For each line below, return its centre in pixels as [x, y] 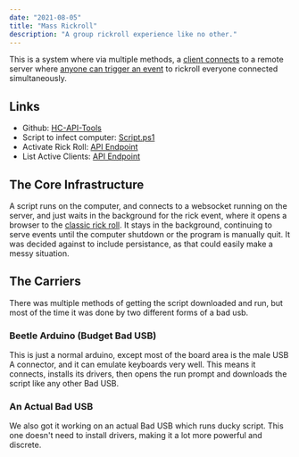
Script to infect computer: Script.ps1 [88, 137]
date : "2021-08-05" [46, 17]
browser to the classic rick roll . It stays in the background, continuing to [141, 225]
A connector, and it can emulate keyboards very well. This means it [133, 365]
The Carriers [46, 282]
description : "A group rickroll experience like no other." [124, 34]
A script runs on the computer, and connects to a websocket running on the [148, 206]
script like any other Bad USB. [64, 384]
